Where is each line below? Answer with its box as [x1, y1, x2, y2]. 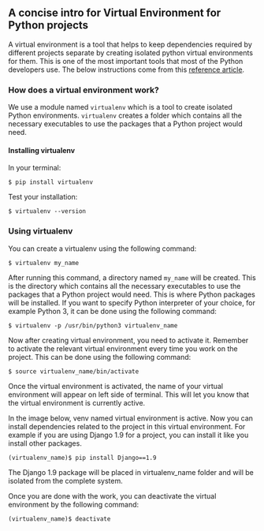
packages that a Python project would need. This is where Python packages [8, 290, 256, 299]
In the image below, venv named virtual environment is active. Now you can [8, 413, 254, 423]
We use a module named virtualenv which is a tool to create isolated [8, 103, 232, 112]
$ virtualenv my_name [8, 259, 80, 267]
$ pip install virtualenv [8, 178, 93, 186]
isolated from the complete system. [8, 476, 124, 485]
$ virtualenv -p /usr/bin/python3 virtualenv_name [8, 321, 178, 330]
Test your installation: [8, 193, 78, 202]
